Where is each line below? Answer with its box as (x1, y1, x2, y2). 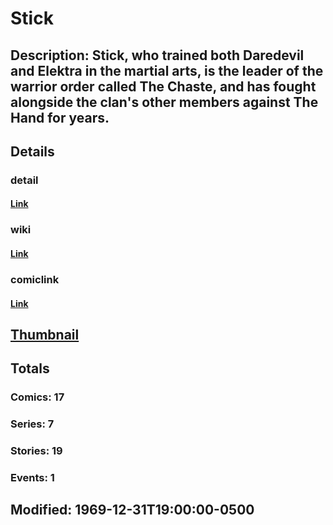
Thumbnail (10, 326, 80, 343)
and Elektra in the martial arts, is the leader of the (10, 62, 324, 79)
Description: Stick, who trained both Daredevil (10, 47, 305, 64)
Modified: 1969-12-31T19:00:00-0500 (10, 502, 255, 519)
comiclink (10, 272, 60, 286)
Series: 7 (10, 417, 55, 431)
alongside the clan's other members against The (10, 93, 319, 111)
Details (10, 143, 55, 160)
